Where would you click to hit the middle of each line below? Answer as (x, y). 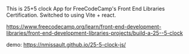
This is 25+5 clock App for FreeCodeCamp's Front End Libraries (86, 9)
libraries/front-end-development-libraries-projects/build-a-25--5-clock (95, 33)
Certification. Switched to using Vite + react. (61, 15)
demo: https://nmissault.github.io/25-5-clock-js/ (66, 45)
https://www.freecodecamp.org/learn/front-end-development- (84, 27)
